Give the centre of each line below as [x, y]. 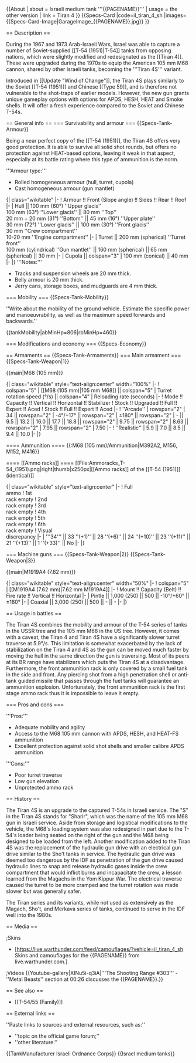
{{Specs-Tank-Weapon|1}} [38, 361]
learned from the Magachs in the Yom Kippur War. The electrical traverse [94, 879]
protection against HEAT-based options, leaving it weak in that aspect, [91, 153]
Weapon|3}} [21, 561]
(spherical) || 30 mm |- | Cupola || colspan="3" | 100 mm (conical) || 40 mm [97, 256]
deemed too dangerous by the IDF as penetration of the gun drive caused [95, 860]
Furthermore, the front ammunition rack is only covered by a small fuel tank [97, 668]
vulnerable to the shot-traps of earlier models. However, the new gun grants [97, 93]
